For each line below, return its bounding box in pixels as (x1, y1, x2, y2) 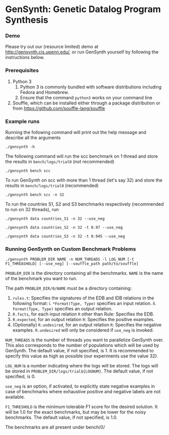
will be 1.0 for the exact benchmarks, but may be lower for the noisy (5, 409, 146, 415)
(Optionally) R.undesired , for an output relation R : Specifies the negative (12, 322, 162, 328)
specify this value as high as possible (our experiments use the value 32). (5, 353, 158, 359)
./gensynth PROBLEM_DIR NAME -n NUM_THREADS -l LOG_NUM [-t (5, 257, 135, 262)
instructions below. (5, 54, 44, 60)
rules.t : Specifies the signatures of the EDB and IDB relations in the (12, 295, 154, 301)
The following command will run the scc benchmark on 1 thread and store (5, 153, 158, 159)
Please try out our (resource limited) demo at (5, 44, 98, 50)
